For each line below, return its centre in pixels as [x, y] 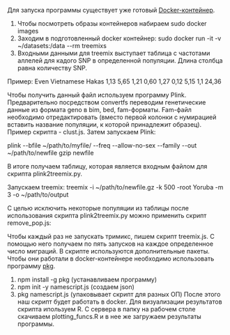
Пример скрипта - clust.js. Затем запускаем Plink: [82, 132]
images [28, 31]
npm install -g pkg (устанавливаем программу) [87, 279]
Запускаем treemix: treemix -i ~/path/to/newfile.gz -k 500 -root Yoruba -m [115, 187]
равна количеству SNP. [52, 68]
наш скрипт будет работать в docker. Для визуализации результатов [120, 302]
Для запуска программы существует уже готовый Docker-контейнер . [111, 10]
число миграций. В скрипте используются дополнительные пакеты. [109, 251]
